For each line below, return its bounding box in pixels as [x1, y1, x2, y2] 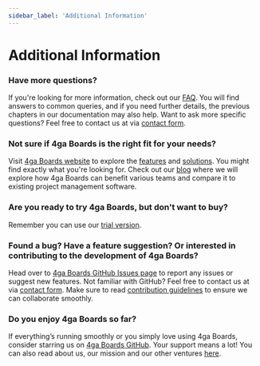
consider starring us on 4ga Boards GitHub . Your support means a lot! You [8, 340, 253, 350]
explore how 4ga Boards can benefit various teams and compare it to [8, 173, 236, 183]
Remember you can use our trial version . [8, 220, 142, 229]
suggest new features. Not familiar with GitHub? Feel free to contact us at [8, 276, 250, 286]
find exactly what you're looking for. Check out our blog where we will [8, 165, 238, 174]
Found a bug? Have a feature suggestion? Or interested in [8, 240, 237, 251]
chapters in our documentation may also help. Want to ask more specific [8, 109, 246, 120]
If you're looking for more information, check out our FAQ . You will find [8, 93, 240, 102]
